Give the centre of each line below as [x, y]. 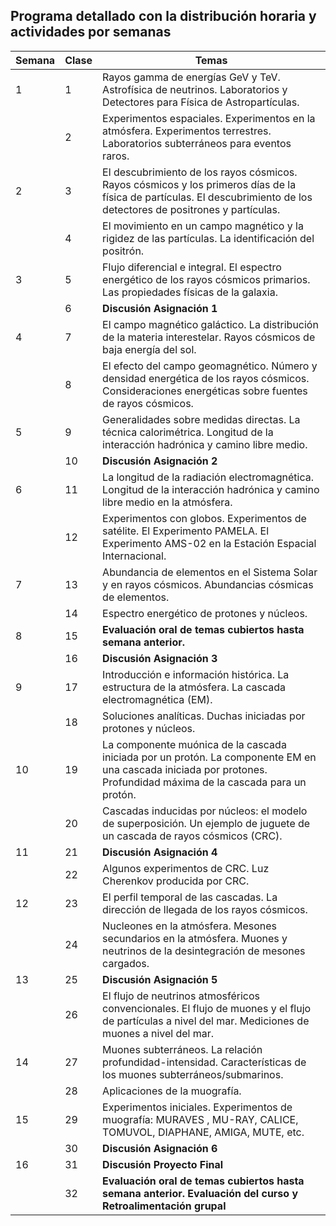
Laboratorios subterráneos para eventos [197, 143]
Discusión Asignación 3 [160, 658]
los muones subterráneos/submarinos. [193, 1074]
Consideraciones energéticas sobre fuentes [205, 391]
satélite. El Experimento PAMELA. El [186, 531]
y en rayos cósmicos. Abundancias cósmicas [208, 584]
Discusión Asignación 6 [160, 1148]
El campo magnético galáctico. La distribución [210, 324]
